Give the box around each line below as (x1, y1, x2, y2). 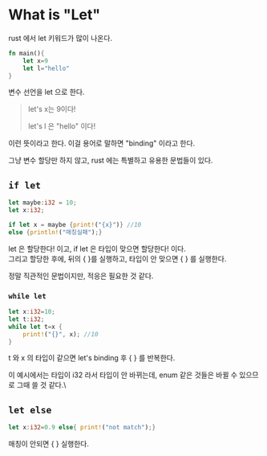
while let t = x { (8, 322, 63, 331)
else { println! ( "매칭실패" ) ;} (8, 228, 103, 236)
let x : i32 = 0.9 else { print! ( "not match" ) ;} (8, 424, 156, 432)
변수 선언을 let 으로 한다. (8, 87, 85, 97)
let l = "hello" (22, 64, 70, 72)
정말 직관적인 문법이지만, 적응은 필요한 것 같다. (8, 271, 154, 281)
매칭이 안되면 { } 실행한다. (8, 439, 90, 449)
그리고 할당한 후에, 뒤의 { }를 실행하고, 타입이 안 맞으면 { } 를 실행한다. (8, 253, 227, 263)
